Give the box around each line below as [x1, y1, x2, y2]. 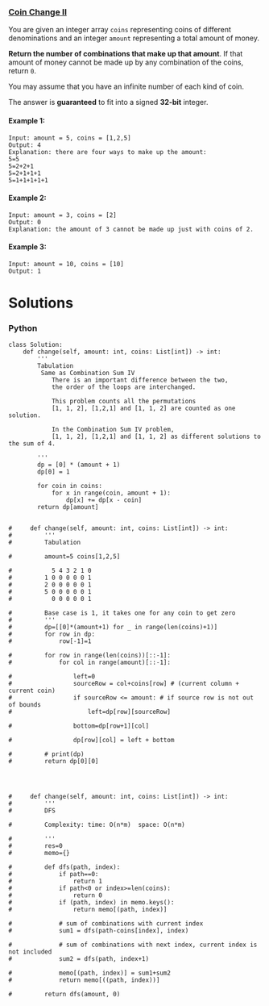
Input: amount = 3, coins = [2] [8, 211, 117, 219]
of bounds [8, 701, 42, 709]
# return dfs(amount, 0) [8, 991, 121, 999]
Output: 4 [8, 140, 42, 149]
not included [8, 948, 52, 956]
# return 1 [8, 878, 103, 886]
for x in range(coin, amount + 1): [51, 489, 172, 498]
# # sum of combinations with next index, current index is [8, 941, 258, 950]
